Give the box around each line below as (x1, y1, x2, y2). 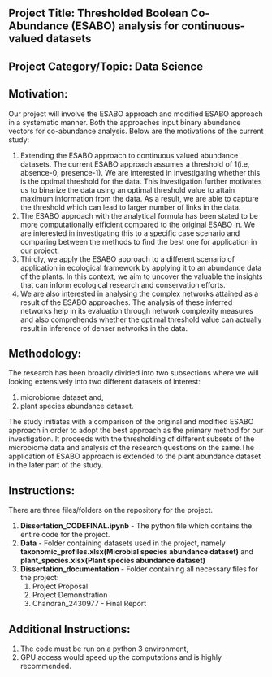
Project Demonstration (32, 590, 108, 600)
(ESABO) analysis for (71, 20, 179, 33)
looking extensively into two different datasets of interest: (8, 377, 201, 387)
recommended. (19, 662, 71, 671)
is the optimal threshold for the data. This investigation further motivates (19, 176, 262, 186)
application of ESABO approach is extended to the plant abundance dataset (8, 451, 261, 462)
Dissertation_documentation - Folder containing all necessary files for (19, 564, 258, 574)
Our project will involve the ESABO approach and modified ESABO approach (8, 109, 263, 119)
